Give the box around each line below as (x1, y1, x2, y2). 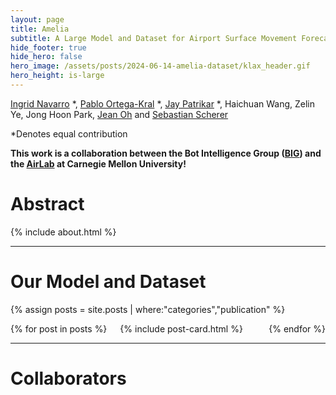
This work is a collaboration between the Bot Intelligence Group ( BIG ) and (10, 147, 322, 159)
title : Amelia (10, 24, 70, 34)
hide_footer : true (10, 42, 87, 53)
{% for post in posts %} (10, 322, 108, 335)
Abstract (10, 193, 85, 216)
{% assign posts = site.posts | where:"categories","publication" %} (10, 303, 286, 315)
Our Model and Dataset (10, 271, 207, 293)
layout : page (10, 14, 65, 25)
